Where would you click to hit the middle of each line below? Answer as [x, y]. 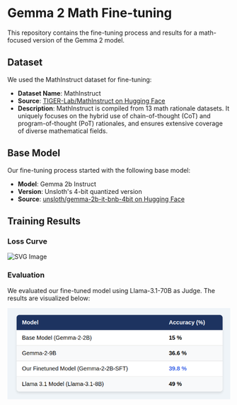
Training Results [44, 221]
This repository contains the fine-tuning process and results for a [102, 33]
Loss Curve [27, 241]
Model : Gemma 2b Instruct [57, 184]
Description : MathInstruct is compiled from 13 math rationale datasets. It [123, 108]
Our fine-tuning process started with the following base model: [99, 170]
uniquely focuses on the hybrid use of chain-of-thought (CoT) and [114, 115]
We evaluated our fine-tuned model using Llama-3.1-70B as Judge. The [111, 290]
